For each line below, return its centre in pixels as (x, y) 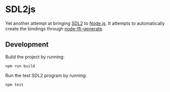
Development (27, 45)
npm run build (20, 66)
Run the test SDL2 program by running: (46, 75)
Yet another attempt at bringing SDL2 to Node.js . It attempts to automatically (85, 23)
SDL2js (21, 9)
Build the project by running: (35, 57)
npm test (14, 84)
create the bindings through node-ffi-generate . (54, 28)
